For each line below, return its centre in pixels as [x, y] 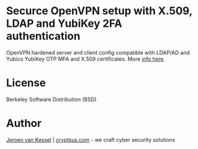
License [26, 83]
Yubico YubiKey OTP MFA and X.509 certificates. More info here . [86, 59]
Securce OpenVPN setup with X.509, [99, 11]
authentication [43, 36]
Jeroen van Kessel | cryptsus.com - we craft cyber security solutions [91, 140]
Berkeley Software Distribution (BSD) [51, 99]
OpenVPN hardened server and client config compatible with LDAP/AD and [98, 52]
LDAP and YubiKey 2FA [64, 23]
